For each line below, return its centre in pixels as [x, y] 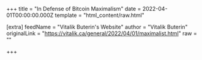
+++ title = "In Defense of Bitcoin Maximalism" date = [74, 9]
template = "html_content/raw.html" [100, 15]
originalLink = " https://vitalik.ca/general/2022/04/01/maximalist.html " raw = [102, 33]
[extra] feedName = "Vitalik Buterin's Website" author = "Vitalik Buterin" [97, 27]
